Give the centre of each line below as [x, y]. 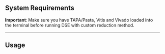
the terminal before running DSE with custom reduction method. [70, 25]
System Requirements [40, 8]
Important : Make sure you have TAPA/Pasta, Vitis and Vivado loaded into [79, 20]
